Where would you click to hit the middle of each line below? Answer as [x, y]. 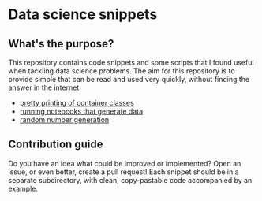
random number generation [64, 119]
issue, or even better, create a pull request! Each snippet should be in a [124, 172]
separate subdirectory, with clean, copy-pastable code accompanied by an [130, 180]
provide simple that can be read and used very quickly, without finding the [129, 79]
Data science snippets [83, 15]
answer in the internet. [45, 87]
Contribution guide [56, 145]
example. [23, 188]
